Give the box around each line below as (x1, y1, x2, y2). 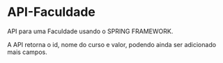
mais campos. (7, 48, 47, 56)
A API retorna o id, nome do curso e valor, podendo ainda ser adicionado (7, 40, 217, 48)
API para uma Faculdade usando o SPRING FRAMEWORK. (7, 27, 174, 35)
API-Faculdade (7, 4, 95, 20)
